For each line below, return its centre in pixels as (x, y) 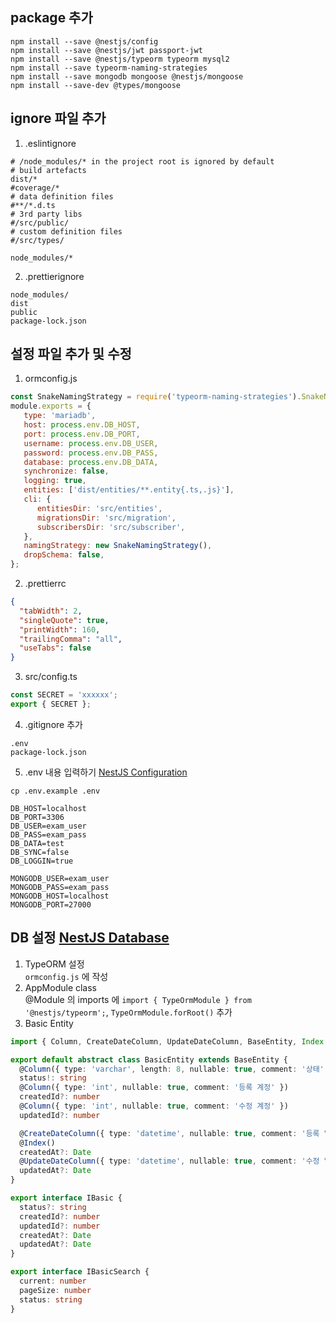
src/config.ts (51, 677)
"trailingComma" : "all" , (71, 639)
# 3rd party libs (46, 214)
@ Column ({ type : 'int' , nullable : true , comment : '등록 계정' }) (154, 1088)
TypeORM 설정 (54, 964)
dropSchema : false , (64, 555)
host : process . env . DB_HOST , (82, 425)
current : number (53, 1281)
